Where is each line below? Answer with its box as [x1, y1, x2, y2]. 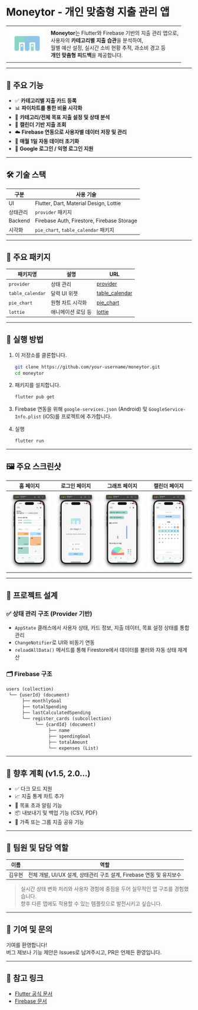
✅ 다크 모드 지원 [14, 785, 52, 792]
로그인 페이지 [61, 482, 91, 489]
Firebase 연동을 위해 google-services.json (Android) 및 [14, 405, 148, 413]
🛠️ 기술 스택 [6, 170, 46, 180]
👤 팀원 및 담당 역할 [6, 843, 69, 853]
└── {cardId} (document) [35, 722, 96, 728]
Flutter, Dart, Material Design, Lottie [35, 199, 121, 207]
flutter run [14, 438, 44, 444]
